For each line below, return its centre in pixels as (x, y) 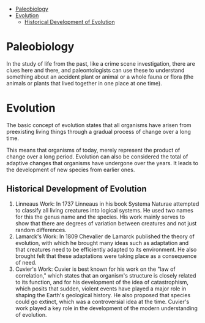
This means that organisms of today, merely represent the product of (93, 150)
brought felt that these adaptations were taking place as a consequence (106, 256)
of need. (26, 262)
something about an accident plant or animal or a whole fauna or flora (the (100, 77)
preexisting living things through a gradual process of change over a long (99, 131)
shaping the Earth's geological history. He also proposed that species (103, 295)
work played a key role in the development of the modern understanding (106, 308)
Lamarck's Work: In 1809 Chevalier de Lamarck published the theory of (105, 236)
